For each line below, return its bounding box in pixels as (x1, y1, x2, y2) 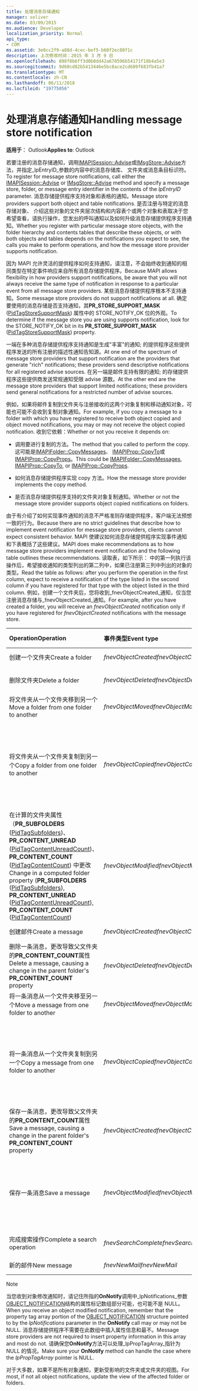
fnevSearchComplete (104, 1238, 163, 1247)
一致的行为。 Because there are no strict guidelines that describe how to (6, 519, 181, 527)
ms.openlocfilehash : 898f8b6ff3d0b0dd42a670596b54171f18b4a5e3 (6, 58, 165, 64)
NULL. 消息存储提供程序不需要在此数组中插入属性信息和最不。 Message (6, 1326, 179, 1333)
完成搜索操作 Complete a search (9, 1235, 97, 1243)
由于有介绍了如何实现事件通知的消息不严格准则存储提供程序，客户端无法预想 (6, 512, 192, 519)
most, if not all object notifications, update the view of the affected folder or (6, 1373, 190, 1380)
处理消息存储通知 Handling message (6, 113, 183, 127)
